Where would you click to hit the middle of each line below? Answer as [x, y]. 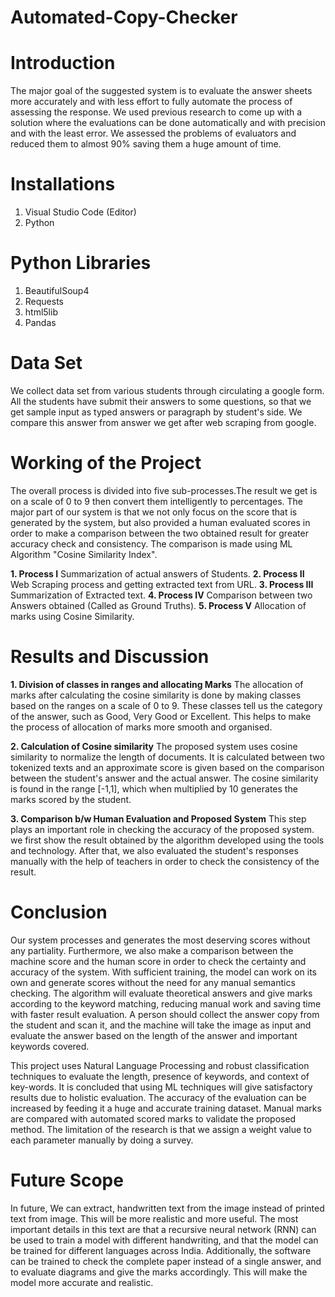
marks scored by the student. [71, 799]
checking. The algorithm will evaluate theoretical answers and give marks [161, 993]
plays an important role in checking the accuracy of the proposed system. [162, 829]
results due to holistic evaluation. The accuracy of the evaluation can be [158, 1097]
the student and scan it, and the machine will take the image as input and [161, 1025]
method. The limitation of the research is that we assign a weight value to [161, 1129]
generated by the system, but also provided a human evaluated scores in [160, 522]
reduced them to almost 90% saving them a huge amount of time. [146, 144]
